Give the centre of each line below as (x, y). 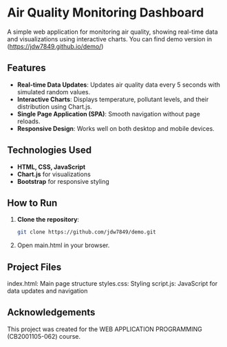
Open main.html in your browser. (63, 245)
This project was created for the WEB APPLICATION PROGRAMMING (105, 329)
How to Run (32, 203)
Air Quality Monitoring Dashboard (106, 13)
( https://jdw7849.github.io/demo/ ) (55, 46)
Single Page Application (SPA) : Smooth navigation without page (109, 114)
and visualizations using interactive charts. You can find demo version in (110, 39)
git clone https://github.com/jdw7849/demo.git (86, 232)
